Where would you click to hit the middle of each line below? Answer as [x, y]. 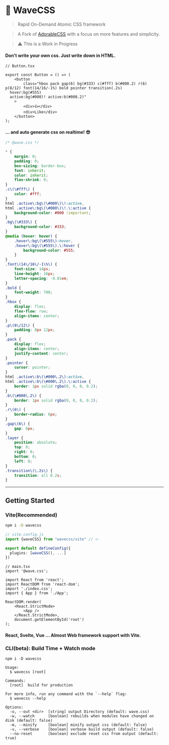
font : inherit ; [30, 170]
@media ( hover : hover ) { [31, 236]
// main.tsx [18, 567]
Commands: [16, 681]
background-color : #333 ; [40, 227]
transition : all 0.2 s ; [38, 475]
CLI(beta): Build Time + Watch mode [50, 648]
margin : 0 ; [26, 157]
